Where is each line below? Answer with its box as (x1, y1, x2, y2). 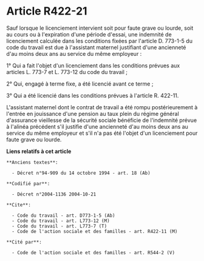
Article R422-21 (6, 4, 87, 18)
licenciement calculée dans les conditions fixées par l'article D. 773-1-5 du (6, 37, 193, 44)
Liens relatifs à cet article (6, 147, 72, 155)
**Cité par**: (6, 239, 42, 245)
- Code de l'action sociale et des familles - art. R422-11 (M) (12, 228, 178, 234)
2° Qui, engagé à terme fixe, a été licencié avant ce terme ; (6, 80, 154, 87)
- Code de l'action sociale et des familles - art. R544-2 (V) (12, 249, 175, 256)
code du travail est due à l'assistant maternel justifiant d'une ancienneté (6, 44, 186, 51)
